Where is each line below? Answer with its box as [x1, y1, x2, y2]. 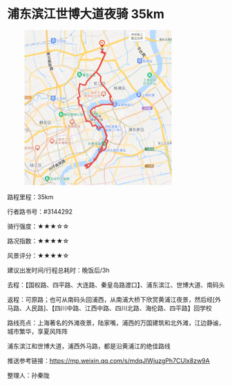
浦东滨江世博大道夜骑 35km [7, 6, 164, 22]
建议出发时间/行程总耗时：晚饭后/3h [7, 266, 110, 274]
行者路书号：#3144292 [7, 207, 73, 216]
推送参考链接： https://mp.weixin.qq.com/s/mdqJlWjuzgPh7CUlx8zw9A [7, 356, 211, 365]
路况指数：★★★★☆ [7, 237, 70, 245]
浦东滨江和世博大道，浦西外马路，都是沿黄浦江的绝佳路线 [7, 342, 171, 350]
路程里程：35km [7, 193, 54, 201]
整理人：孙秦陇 [7, 372, 50, 380]
